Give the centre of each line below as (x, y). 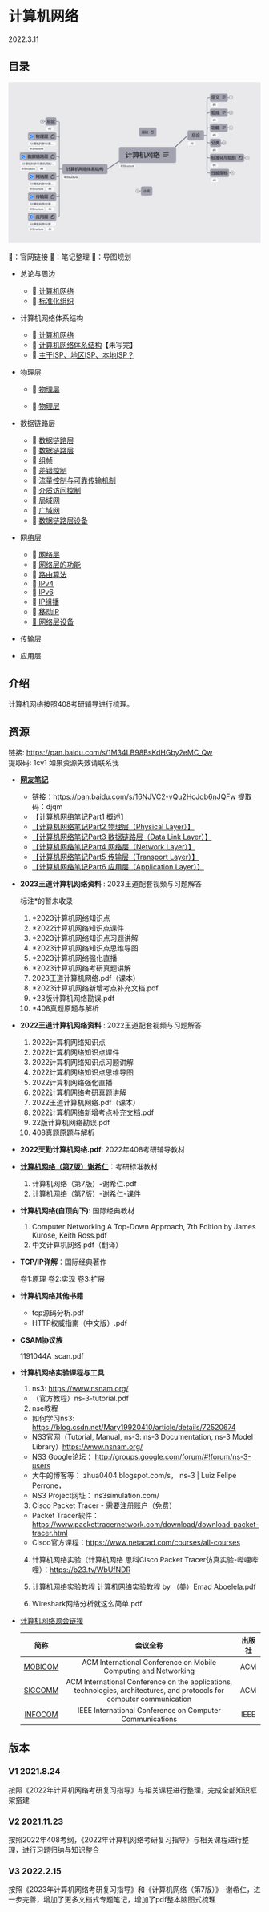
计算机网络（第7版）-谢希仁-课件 (86, 1194)
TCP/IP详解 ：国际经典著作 (63, 1262)
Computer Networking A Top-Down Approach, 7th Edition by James (144, 1227)
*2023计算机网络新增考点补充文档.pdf (95, 988)
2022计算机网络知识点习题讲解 (83, 1063)
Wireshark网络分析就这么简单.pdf (87, 1604)
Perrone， (48, 1485)
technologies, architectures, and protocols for (149, 1691)
